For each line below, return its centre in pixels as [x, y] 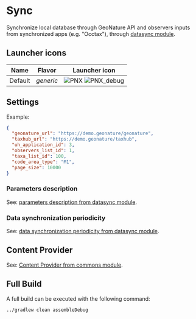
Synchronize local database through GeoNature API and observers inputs [98, 27]
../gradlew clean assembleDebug [47, 310]
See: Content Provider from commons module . [65, 265]
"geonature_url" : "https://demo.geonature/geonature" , [83, 134]
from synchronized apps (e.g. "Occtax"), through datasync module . [91, 33]
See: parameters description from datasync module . [72, 202]
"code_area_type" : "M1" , [43, 162]
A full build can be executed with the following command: [78, 298]
